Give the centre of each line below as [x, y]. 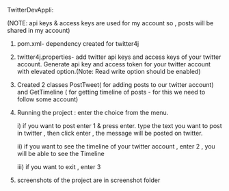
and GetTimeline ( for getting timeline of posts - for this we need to [111, 92]
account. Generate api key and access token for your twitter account [113, 64]
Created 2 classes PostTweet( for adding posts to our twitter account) [115, 85]
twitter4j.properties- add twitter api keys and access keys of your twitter [119, 57]
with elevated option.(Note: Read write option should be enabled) [109, 72]
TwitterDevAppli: [30, 10]
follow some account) [48, 99]
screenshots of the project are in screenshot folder [89, 180]
